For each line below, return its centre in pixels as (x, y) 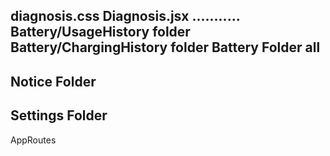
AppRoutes (33, 140)
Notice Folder (53, 81)
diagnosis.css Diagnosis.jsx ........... (125, 16)
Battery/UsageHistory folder (100, 32)
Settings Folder (59, 115)
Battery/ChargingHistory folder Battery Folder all (165, 47)
